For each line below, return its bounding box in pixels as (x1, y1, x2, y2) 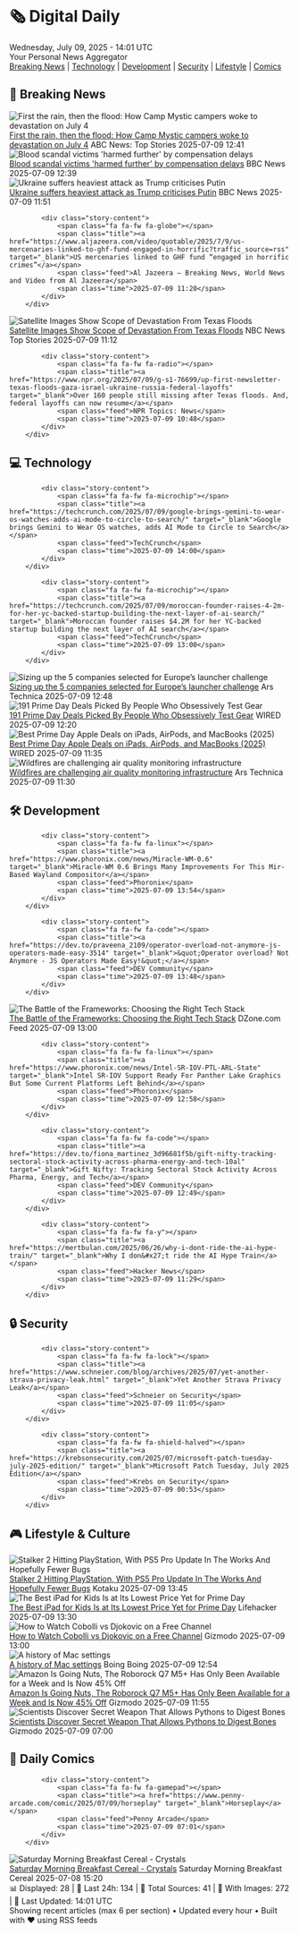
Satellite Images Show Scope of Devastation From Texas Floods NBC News (9, 325, 286, 336)
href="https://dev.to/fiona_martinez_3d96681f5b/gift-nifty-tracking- (9, 1150, 278, 1159)
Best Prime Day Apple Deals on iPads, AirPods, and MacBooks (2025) (9, 738, 266, 749)
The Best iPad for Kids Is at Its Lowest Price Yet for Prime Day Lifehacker (9, 1602, 278, 1613)
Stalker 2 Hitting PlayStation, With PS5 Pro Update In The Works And (9, 1573, 262, 1584)
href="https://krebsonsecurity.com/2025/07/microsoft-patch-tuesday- (9, 1454, 274, 1463)
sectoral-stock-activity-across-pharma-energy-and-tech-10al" (9, 1157, 245, 1167)
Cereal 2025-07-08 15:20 (9, 1872, 104, 1883)
